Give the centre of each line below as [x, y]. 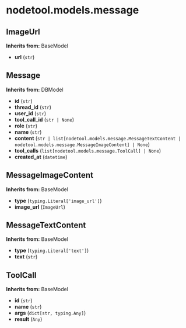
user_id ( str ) [30, 113]
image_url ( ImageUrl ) [40, 207]
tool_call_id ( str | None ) [44, 119]
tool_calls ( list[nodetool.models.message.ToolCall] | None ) [88, 150]
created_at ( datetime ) [41, 157]
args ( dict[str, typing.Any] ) [50, 313]
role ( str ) [26, 126]
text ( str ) [26, 257]
